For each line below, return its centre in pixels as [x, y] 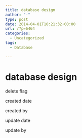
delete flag [16, 91]
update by [16, 130]
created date [18, 101]
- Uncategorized [27, 38]
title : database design [30, 10]
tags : [11, 43]
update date [18, 120]
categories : [18, 33]
